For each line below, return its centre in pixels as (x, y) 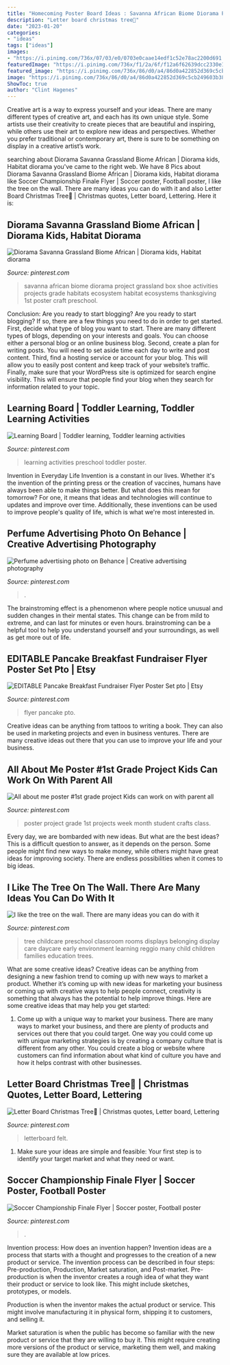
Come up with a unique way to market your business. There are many (115, 1019)
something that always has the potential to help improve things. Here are (109, 998)
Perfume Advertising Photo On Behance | (97, 534)
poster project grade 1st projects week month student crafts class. (117, 823)
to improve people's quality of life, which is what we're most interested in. (111, 512)
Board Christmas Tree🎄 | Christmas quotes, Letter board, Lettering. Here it (112, 196)
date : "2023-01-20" (35, 26)
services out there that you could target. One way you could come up (115, 1033)
